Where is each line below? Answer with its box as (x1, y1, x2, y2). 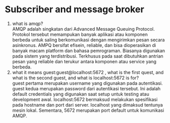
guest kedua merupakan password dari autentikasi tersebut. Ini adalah (12, 85, 161, 91)
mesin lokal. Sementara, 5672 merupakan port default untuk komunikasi (12, 107, 164, 113)
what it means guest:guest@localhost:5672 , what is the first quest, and (12, 69, 164, 75)
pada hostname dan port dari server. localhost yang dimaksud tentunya (12, 102, 163, 108)
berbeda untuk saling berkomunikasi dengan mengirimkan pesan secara (12, 37, 165, 43)
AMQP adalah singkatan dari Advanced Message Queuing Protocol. (12, 26, 155, 32)
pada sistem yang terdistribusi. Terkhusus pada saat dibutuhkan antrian (12, 53, 163, 59)
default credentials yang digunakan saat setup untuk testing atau (12, 91, 150, 97)
